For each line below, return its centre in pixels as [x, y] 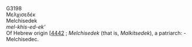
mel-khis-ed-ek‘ [26, 27]
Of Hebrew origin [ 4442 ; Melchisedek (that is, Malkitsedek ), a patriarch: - [96, 33]
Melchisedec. [23, 39]
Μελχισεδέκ [21, 15]
